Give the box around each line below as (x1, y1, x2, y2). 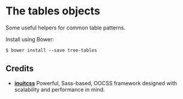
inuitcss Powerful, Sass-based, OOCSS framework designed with (14, 79, 178, 86)
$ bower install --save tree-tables (5, 47, 97, 53)
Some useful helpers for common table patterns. (5, 24, 125, 31)
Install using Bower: (5, 35, 55, 43)
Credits (5, 64, 34, 74)
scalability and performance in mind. (14, 86, 105, 93)
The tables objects (5, 4, 100, 18)
